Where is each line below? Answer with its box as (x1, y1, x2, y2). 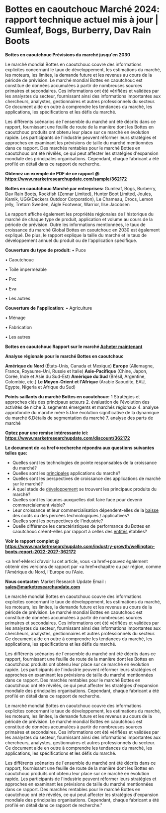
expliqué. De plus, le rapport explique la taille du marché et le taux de (5, 232, 147, 238)
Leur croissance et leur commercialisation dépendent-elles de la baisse (12, 507, 159, 513)
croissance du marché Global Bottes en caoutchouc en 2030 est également (5, 227, 160, 232)
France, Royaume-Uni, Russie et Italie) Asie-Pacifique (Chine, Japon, (5, 368, 148, 374)
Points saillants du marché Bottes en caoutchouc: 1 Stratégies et (5, 393, 140, 399)
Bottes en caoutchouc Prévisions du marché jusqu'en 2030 (5, 51, 131, 58)
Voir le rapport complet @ (5, 538, 60, 544)
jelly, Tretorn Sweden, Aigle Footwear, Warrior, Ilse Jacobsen (5, 201, 130, 207)
